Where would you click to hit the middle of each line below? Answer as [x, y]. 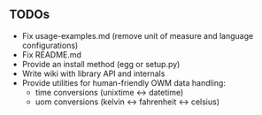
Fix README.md [52, 54]
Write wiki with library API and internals [93, 73]
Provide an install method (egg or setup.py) [101, 64]
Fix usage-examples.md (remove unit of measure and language [138, 35]
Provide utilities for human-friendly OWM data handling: [123, 82]
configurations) [50, 45]
